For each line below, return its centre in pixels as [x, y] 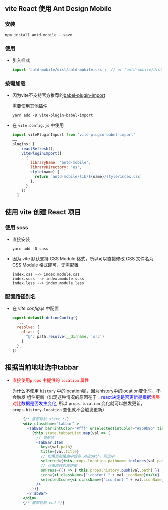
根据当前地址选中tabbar [42, 367]
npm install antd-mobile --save [39, 35]
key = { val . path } [56, 447]
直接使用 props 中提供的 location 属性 [51, 380]
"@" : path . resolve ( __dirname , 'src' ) [65, 336]
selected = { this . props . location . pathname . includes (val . [99, 461]
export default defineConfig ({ [45, 318]
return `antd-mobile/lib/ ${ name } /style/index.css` [89, 177]
